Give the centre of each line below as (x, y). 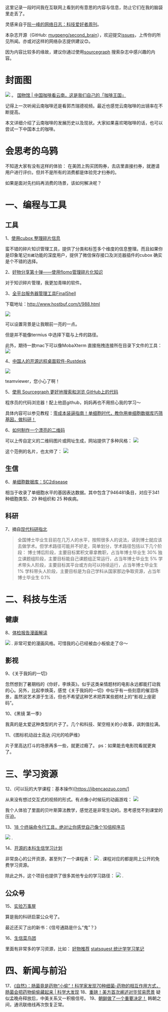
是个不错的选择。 (23, 261)
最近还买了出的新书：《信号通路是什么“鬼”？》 (52, 928)
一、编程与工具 (36, 205)
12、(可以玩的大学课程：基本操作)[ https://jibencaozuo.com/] (67, 789)
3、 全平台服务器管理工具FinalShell (41, 293)
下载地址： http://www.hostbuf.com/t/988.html (52, 304)
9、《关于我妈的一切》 (27, 673)
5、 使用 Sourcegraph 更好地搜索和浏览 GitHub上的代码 (62, 392)
